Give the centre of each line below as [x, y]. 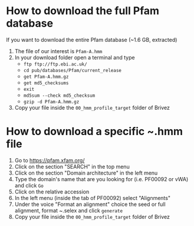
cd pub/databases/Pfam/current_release [73, 70]
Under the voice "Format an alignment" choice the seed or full [90, 204]
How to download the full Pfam [83, 11]
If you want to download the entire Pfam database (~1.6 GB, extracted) [92, 40]
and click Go [29, 185]
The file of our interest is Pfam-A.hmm [58, 51]
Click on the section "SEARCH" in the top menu [72, 166]
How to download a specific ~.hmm [95, 132]
